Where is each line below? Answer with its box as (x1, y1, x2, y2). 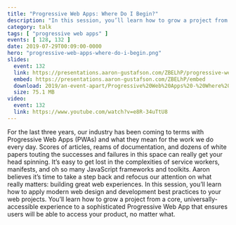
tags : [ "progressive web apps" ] (7, 30, 109, 37)
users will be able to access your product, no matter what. (7, 210, 176, 218)
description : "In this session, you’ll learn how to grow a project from (7, 17, 228, 24)
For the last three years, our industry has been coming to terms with (7, 127, 204, 136)
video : (7, 96, 27, 103)
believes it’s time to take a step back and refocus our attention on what (7, 172, 212, 181)
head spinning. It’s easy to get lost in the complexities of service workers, (7, 157, 220, 166)
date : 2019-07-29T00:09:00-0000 (7, 43, 102, 50)
